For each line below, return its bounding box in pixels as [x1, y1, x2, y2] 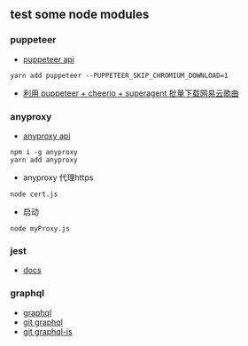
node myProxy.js [10, 224, 70, 233]
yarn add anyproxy [10, 155, 78, 164]
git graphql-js [22, 326, 74, 336]
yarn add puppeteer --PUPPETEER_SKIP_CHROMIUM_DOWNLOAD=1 [10, 71, 229, 80]
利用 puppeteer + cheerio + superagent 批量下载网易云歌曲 [22, 88, 240, 98]
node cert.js [10, 190, 58, 199]
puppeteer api [22, 53, 74, 65]
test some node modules [10, 7, 150, 22]
